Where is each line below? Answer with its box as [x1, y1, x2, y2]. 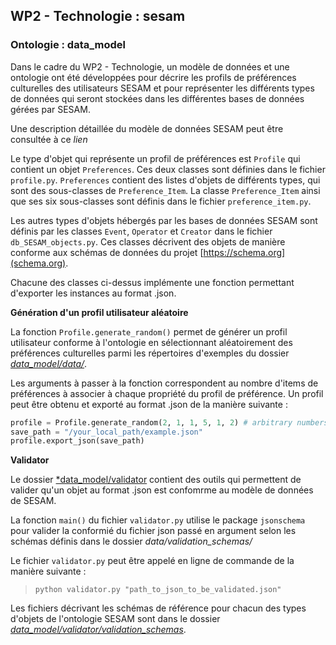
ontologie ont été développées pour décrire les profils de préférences [10, 71, 297, 83]
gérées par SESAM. [10, 103, 91, 115]
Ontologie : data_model [10, 38, 127, 52]
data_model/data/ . [10, 357, 88, 369]
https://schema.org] [203, 246, 286, 258]
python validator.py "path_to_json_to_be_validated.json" [34, 585, 282, 595]
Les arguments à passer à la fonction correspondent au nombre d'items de [10, 377, 319, 389]
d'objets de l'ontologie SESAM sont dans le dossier [10, 613, 221, 625]
